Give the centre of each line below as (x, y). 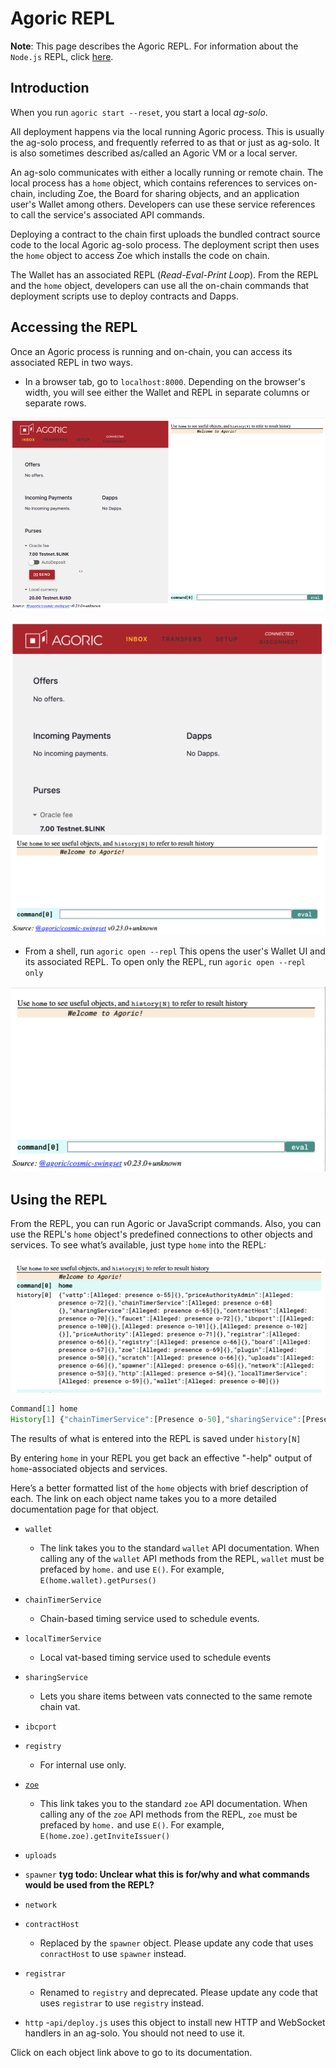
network (40, 1905)
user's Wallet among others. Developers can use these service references (163, 204)
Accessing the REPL (74, 327)
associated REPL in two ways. (71, 362)
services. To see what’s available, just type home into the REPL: (138, 1245)
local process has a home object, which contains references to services (156, 183)
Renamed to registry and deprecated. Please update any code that (178, 1992)
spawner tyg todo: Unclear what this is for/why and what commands (167, 1874)
